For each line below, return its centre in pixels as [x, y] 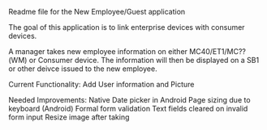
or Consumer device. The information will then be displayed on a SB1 [144, 60]
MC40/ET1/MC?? [217, 51]
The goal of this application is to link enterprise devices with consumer [127, 27]
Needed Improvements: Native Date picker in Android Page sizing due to [129, 100]
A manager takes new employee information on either [98, 51]
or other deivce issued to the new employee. [83, 69]
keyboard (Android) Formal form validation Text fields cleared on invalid [128, 109]
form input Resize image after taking [69, 117]
